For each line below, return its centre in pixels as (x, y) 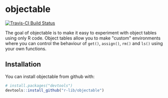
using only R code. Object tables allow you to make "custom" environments (83, 38)
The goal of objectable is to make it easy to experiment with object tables (81, 32)
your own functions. (26, 48)
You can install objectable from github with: (50, 76)
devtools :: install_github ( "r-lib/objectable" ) (55, 90)
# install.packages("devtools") (39, 85)
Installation (23, 64)
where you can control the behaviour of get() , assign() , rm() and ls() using (84, 43)
